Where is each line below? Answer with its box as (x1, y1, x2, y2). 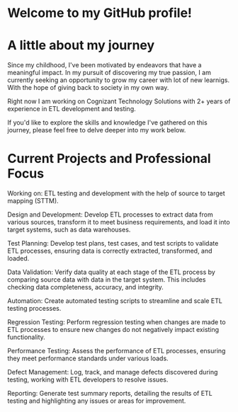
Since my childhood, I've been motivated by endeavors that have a (7, 61, 202, 69)
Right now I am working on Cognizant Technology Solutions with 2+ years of (7, 97, 231, 105)
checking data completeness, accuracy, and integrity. (7, 283, 164, 292)
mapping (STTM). (7, 197, 59, 205)
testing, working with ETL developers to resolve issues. (7, 375, 169, 384)
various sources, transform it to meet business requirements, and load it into (7, 218, 230, 227)
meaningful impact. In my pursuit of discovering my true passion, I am (7, 69, 211, 77)
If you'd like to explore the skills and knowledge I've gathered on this (7, 118, 208, 127)
